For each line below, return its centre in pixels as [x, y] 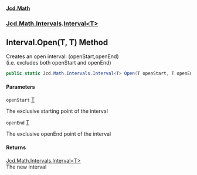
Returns [16, 147]
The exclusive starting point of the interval [57, 111]
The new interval [26, 167]
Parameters [21, 87]
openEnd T [18, 123]
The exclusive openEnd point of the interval [59, 134]
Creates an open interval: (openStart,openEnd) [62, 56]
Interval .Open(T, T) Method [57, 42]
